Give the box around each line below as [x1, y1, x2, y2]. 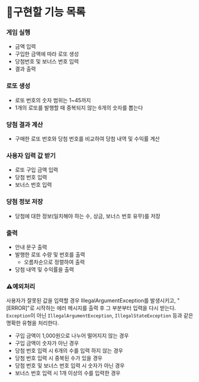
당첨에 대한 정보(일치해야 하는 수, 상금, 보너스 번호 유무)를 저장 [14, 212, 161, 219]
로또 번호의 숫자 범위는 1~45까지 [14, 96, 91, 103]
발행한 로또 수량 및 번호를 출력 [14, 250, 85, 258]
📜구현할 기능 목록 [6, 5, 85, 19]
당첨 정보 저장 [6, 198, 44, 206]
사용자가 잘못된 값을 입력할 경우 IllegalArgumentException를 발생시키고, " [6, 297, 180, 304]
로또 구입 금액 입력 [14, 166, 59, 173]
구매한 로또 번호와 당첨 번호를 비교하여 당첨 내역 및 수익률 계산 [14, 135, 160, 142]
